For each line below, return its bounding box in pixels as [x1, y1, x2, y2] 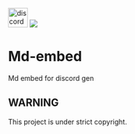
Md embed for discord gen [8, 73, 94, 82]
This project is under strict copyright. [8, 117, 127, 126]
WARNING [8, 96, 59, 110]
